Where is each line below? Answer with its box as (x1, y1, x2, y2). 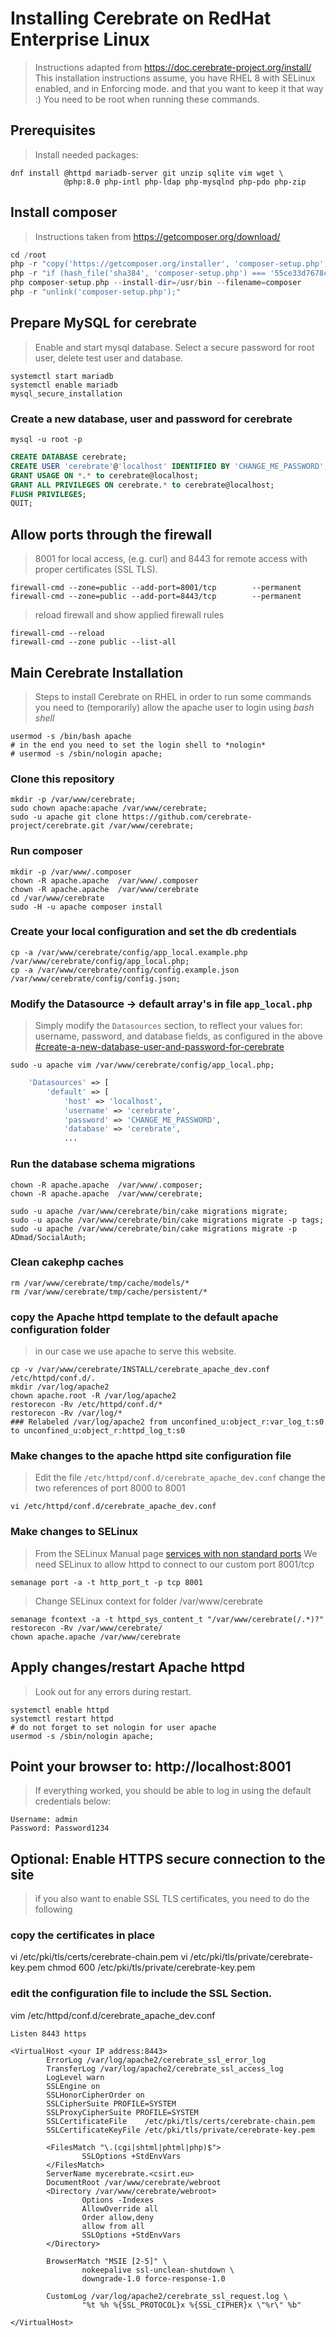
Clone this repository (10, 772, 115, 786)
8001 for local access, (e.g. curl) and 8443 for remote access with (34, 553, 308, 565)
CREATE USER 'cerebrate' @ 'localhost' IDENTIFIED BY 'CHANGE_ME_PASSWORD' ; (10, 461, 329, 471)
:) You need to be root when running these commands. (34, 93, 260, 105)
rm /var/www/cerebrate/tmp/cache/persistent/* (10, 1287, 208, 1297)
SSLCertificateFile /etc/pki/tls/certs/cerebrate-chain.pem (46, 2116, 315, 2126)
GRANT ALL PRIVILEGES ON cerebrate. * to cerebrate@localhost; (10, 480, 275, 490)
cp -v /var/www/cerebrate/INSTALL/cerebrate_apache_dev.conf (10, 1365, 271, 1375)
